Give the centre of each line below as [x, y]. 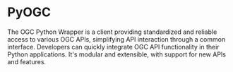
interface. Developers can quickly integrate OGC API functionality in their [114, 47]
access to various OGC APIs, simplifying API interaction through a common [116, 39]
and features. [27, 61]
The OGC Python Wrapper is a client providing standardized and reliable [112, 32]
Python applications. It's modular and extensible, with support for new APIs [117, 54]
